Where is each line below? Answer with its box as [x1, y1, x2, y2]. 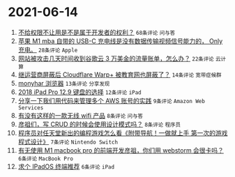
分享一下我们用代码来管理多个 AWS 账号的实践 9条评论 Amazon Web [17, 96, 205, 105]
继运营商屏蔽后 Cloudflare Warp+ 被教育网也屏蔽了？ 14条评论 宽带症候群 [17, 70, 222, 79]
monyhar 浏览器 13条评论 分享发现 [17, 79, 110, 87]
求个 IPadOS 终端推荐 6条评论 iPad [17, 162, 114, 171]
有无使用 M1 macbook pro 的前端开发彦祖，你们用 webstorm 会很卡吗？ [17, 146, 224, 154]
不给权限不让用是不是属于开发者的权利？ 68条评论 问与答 [17, 28, 176, 36]
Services [17, 104, 44, 111]
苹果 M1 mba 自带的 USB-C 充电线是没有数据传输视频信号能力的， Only [17, 36, 223, 45]
